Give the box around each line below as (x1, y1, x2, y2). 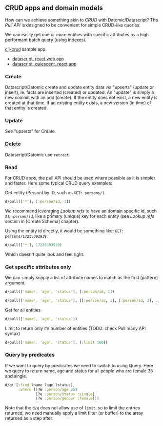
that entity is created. (5, 105, 48, 111)
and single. (5, 373, 27, 379)
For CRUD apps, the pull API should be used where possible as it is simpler (5, 175, 155, 180)
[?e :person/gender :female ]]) (36, 396, 99, 401)
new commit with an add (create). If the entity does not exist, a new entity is (5, 95, 158, 101)
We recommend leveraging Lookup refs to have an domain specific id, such (5, 208, 157, 214)
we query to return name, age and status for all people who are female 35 (5, 368, 153, 374)
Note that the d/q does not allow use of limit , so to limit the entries (5, 405, 140, 411)
